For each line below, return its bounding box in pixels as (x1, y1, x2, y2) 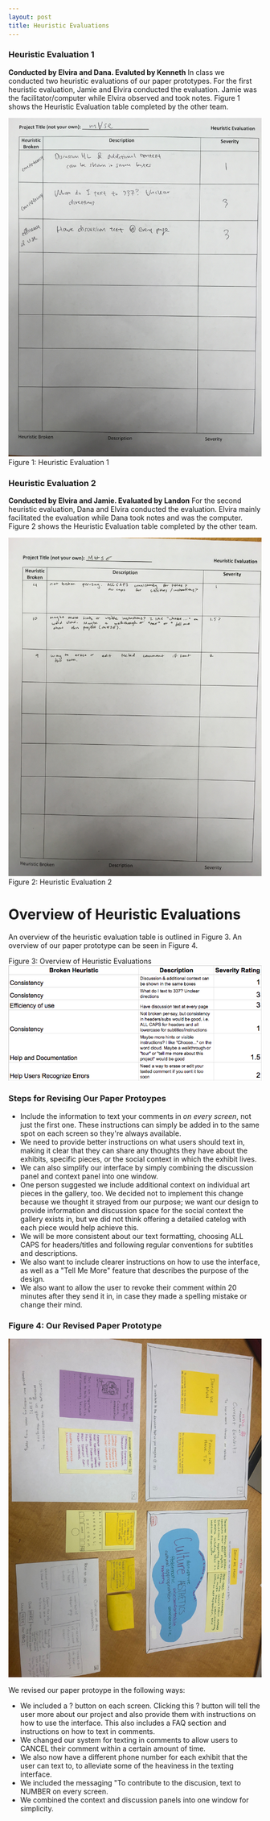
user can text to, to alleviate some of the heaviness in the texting (19, 1761, 235, 1771)
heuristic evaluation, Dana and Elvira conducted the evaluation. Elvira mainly (8, 505, 261, 514)
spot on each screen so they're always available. (19, 1129, 182, 1138)
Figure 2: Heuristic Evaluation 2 (8, 877, 112, 887)
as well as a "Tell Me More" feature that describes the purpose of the (19, 1266, 249, 1275)
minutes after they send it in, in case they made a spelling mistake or (19, 1291, 247, 1301)
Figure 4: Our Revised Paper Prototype (8, 1320, 162, 1331)
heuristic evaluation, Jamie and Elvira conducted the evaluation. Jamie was (8, 85, 257, 94)
